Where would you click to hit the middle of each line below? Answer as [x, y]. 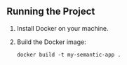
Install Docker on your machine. [63, 28]
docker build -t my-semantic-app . [69, 55]
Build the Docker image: [52, 42]
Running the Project [51, 12]
